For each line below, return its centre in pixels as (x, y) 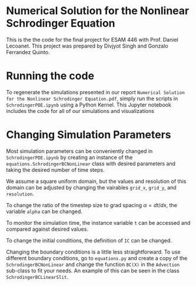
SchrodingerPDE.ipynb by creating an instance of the (69, 157)
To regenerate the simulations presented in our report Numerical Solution (96, 92)
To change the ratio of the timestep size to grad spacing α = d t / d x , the (92, 205)
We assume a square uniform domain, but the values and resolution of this (96, 181)
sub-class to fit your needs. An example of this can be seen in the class (93, 270)
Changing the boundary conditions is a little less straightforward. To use (93, 252)
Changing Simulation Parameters (89, 135)
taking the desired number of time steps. (55, 169)
